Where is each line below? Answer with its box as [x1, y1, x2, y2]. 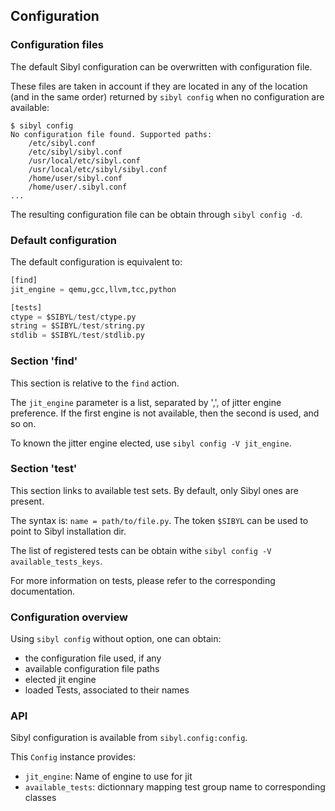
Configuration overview [10, 610, 128, 624]
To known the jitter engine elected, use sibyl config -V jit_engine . [10, 437, 292, 449]
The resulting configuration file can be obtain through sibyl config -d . [10, 208, 303, 220]
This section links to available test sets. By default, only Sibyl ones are [10, 484, 299, 496]
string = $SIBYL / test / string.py [10, 321, 145, 331]
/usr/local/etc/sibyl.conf [28, 155, 141, 166]
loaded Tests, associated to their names [24, 684, 190, 696]
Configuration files [10, 38, 104, 52]
